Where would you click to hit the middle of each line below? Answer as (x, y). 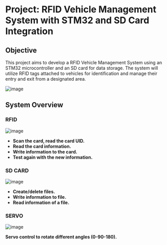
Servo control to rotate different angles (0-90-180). (61, 237)
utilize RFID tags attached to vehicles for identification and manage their (81, 73)
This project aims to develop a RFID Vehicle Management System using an (84, 62)
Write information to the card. (45, 152)
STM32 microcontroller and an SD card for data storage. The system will (82, 68)
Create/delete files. (34, 192)
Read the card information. (42, 146)
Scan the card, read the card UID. (49, 141)
